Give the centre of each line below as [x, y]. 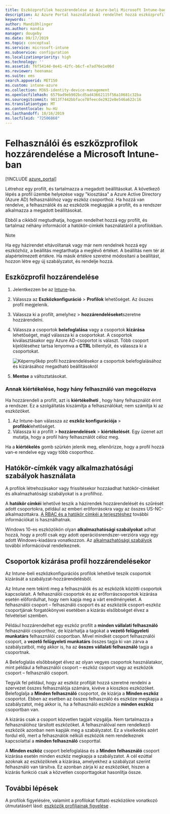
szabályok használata [40, 476]
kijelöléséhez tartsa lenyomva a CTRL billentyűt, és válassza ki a [79, 345]
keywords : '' [19, 19]
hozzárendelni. [28, 320]
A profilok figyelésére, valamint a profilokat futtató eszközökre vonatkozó [81, 800]
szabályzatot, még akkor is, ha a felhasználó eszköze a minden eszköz [79, 704]
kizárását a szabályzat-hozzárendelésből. [49, 579]
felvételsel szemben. [27, 615]
